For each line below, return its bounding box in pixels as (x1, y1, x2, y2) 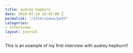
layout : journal (5, 29, 38, 34)
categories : (5, 20, 29, 26)
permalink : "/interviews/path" (5, 16, 68, 21)
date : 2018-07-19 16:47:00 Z (5, 12, 64, 16)
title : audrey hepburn (5, 7, 51, 12)
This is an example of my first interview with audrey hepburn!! (5, 43, 128, 48)
